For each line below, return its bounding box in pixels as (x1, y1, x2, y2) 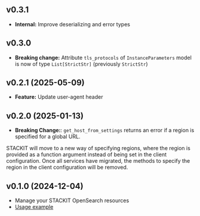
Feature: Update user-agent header (14, 93, 103, 101)
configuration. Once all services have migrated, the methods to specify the (6, 157, 190, 165)
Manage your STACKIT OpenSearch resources (14, 197, 130, 204)
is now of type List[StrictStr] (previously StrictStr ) (14, 60, 148, 68)
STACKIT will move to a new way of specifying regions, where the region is (6, 145, 191, 152)
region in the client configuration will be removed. (6, 164, 128, 171)
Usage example (14, 203, 54, 211)
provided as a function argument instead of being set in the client (6, 151, 167, 158)
